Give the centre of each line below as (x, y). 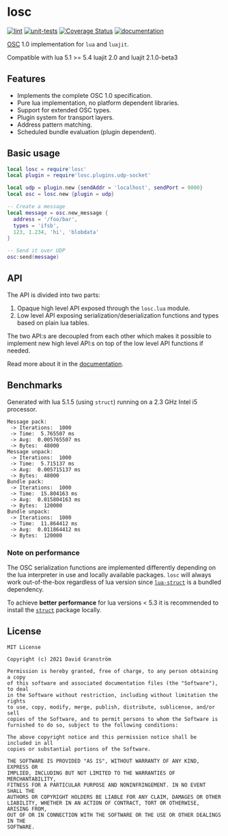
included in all (30, 743)
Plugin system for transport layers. (66, 117)
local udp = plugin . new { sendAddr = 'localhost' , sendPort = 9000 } (105, 188)
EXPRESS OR (23, 767)
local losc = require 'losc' (47, 169)
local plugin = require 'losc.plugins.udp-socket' (79, 175)
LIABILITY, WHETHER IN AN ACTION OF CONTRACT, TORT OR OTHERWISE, (103, 803)
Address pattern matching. (55, 125)
